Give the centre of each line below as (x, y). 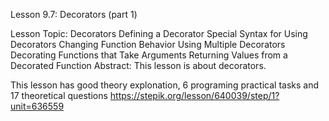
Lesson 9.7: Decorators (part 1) (74, 14)
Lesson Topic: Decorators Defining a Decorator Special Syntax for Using (159, 33)
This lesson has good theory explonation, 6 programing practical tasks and (165, 85)
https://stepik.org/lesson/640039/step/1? (194, 95)
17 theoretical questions (59, 95)
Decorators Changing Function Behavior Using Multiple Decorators (148, 44)
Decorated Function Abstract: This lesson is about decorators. (138, 65)
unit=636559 (37, 106)
